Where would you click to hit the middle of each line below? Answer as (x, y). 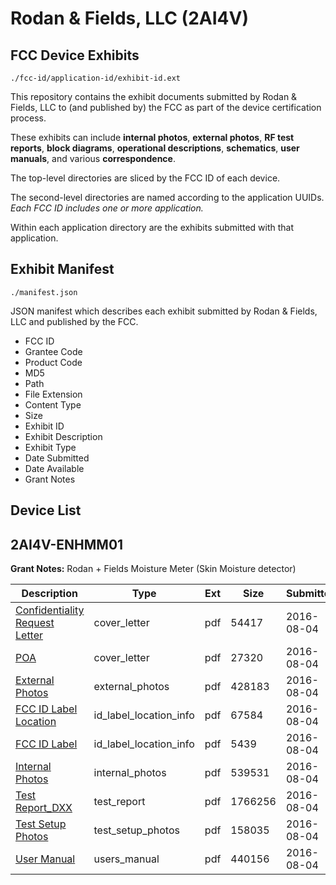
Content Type (53, 404)
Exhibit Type (50, 447)
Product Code (53, 362)
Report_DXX (44, 808)
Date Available (54, 468)
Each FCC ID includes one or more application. (107, 208)
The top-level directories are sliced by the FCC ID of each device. (145, 178)
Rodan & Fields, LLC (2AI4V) (129, 18)
